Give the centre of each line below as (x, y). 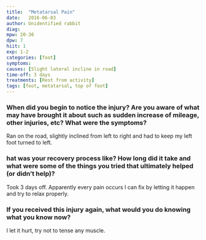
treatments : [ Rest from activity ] (51, 80)
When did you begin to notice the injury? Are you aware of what (103, 107)
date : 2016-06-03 (31, 18)
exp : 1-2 (17, 52)
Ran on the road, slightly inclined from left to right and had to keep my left (99, 136)
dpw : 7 (15, 40)
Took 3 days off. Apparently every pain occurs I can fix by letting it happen (101, 187)
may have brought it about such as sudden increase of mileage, (103, 115)
